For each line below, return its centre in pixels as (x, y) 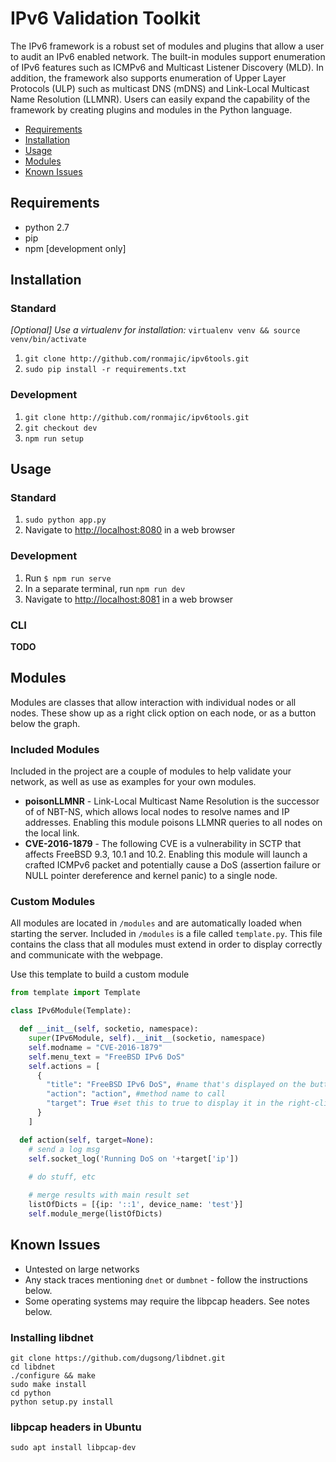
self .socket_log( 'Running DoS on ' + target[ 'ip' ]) (134, 1158)
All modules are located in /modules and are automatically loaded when (156, 923)
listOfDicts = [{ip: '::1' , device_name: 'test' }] (136, 1205)
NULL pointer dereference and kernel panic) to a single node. (151, 876)
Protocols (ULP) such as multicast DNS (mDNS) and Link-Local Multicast (160, 88)
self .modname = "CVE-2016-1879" (95, 1047)
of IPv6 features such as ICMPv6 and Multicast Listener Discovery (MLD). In (167, 67)
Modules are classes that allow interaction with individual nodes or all (153, 702)
